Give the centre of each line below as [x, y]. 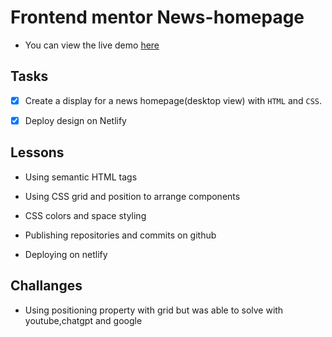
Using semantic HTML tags [81, 177]
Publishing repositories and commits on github [120, 235]
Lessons [37, 152]
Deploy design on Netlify [75, 120]
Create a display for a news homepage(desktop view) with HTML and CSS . [173, 100]
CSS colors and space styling [85, 215]
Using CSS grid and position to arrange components [132, 196]
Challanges [46, 286]
